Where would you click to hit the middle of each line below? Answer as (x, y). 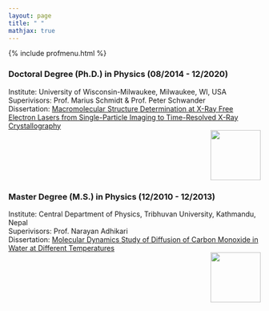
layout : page (30, 16)
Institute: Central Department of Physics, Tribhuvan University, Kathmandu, (132, 214)
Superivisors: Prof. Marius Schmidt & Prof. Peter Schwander (107, 100)
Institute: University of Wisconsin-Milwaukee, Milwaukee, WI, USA (117, 91)
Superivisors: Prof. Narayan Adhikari (68, 231)
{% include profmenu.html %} (58, 54)
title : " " (26, 23)
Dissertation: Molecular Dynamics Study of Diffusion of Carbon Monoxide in (133, 239)
